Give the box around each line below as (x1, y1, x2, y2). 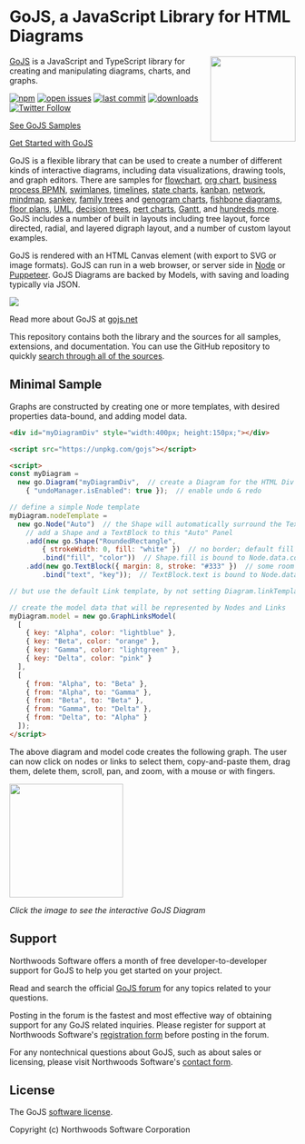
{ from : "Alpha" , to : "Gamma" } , (25, 688, 152, 697)
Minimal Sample (9, 377, 103, 393)
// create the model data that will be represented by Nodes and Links (9, 602, 286, 612)
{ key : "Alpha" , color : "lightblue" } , (25, 629, 177, 638)
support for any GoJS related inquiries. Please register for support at (9, 1020, 266, 1030)
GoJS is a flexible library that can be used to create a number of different (9, 154, 283, 165)
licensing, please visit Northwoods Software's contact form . (9, 1056, 233, 1067)
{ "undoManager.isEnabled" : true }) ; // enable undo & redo (25, 486, 261, 496)
